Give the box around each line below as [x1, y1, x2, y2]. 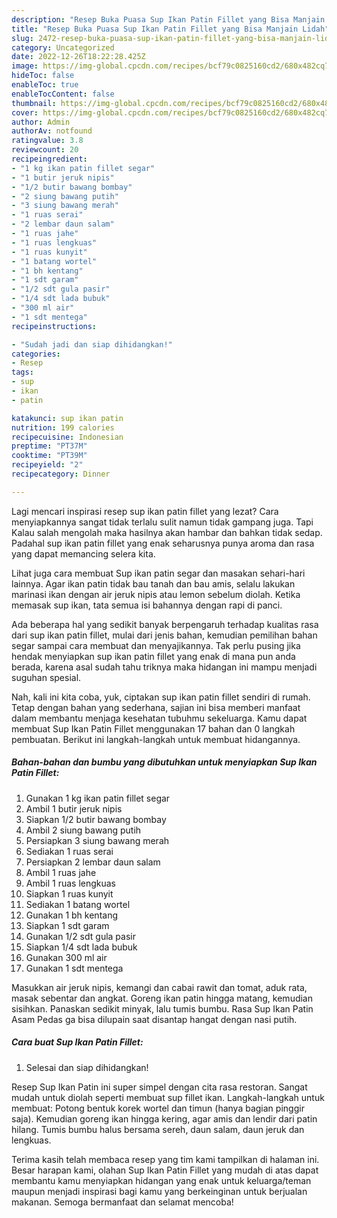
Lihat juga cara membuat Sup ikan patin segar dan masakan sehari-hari [11, 567, 306, 579]
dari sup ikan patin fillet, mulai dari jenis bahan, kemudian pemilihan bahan [11, 629, 318, 641]
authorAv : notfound [11, 126, 93, 136]
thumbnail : [11, 98, 57, 108]
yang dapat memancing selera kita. [11, 547, 156, 560]
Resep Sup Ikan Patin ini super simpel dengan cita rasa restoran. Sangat [11, 1081, 308, 1093]
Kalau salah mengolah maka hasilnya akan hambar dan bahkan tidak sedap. [11, 526, 323, 538]
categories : [11, 349, 61, 359]
